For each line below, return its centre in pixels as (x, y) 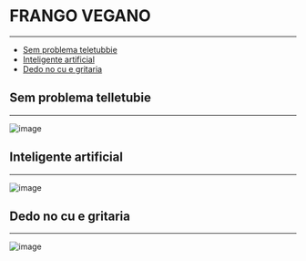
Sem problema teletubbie (70, 49)
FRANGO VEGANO (81, 16)
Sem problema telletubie (81, 98)
